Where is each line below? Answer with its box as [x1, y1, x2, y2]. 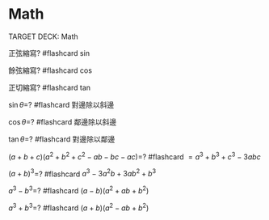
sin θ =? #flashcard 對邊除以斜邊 [8, 99, 115, 109]
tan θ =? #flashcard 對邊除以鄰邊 [8, 134, 116, 144]
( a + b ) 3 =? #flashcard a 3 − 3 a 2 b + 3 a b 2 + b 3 [8, 167, 157, 179]
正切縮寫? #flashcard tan [8, 82, 91, 92]
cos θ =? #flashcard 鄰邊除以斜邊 [8, 116, 117, 126]
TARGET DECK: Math [8, 32, 78, 41]
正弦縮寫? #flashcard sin [8, 48, 90, 57]
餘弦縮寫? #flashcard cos [8, 66, 93, 75]
